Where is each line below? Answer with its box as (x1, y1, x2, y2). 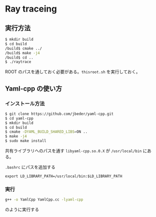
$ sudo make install (5, 139, 47, 143)
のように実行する (5, 207, 39, 213)
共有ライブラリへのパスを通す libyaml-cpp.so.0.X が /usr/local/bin (5, 148, 142, 154)
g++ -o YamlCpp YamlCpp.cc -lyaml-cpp (5, 197, 83, 202)
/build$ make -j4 (5, 50, 40, 55)
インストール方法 (5, 100, 45, 107)
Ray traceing (5, 3, 57, 15)
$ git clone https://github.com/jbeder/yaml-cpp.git (5, 111, 114, 116)
